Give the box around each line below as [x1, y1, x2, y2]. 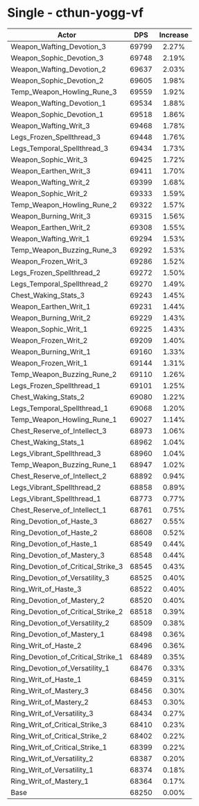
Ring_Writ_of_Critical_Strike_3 [10, 720, 107, 730]
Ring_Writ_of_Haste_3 [10, 584, 82, 594]
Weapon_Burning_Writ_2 [10, 313, 92, 323]
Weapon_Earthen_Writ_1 [10, 301, 91, 311]
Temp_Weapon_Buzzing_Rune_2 [10, 369, 117, 379]
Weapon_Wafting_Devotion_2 [10, 64, 106, 74]
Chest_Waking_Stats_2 [10, 392, 85, 401]
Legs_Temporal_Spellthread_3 [10, 143, 109, 153]
